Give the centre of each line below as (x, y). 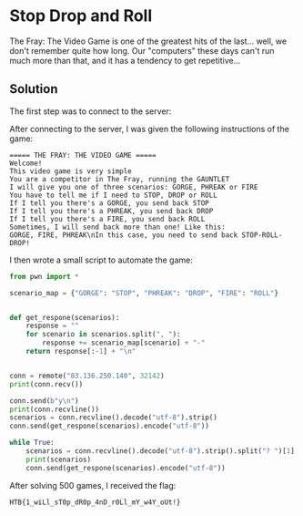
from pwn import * (44, 276)
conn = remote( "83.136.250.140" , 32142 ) (87, 376)
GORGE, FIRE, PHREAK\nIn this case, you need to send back (124, 235)
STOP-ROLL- (262, 235)
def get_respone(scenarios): (65, 317)
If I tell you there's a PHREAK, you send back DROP (111, 211)
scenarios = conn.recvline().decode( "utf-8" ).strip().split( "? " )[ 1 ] (161, 451)
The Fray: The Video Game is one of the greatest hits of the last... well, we (148, 41)
